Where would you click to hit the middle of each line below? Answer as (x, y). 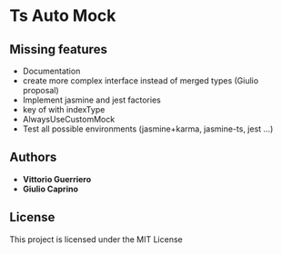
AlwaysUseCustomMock (69, 119)
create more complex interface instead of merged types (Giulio (141, 81)
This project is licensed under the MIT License (96, 239)
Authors (33, 157)
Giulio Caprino (50, 189)
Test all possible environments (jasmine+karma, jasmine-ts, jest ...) (148, 129)
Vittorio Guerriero (57, 179)
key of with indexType (64, 109)
